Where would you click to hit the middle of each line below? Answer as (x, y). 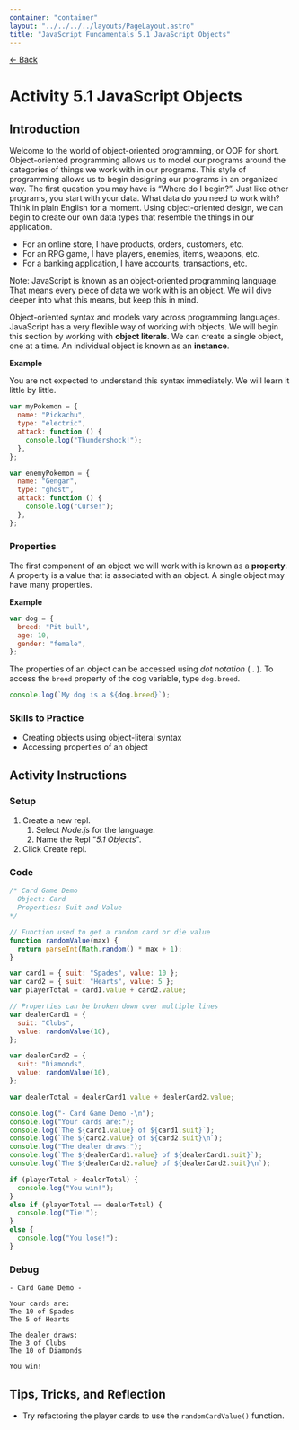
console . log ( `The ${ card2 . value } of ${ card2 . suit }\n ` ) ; (116, 1138)
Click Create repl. (54, 849)
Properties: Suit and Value (70, 908)
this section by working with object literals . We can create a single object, (146, 337)
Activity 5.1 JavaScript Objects (126, 96)
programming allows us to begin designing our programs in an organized (144, 180)
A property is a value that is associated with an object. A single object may (147, 575)
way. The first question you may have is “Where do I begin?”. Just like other (149, 189)
